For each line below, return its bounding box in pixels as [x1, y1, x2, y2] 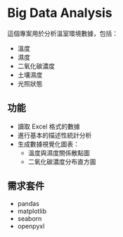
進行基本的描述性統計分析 [17, 130, 92, 139]
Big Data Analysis [7, 5, 112, 21]
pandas [17, 199, 40, 207]
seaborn [17, 214, 42, 223]
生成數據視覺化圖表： [17, 140, 79, 148]
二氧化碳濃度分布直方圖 [27, 157, 96, 166]
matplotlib [17, 207, 47, 215]
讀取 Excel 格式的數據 [17, 122, 80, 130]
